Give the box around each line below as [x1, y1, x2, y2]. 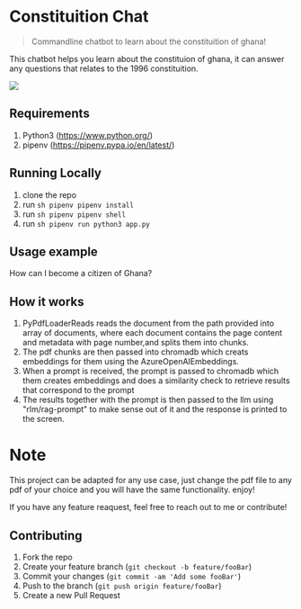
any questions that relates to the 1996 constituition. [9, 63, 199, 74]
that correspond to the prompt [22, 385, 135, 396]
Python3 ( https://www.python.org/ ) [22, 130, 154, 140]
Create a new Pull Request [22, 589, 121, 600]
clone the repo [22, 189, 77, 200]
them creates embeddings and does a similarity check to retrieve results [22, 375, 290, 386]
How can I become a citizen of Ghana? [9, 268, 153, 279]
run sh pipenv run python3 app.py [22, 218, 151, 228]
